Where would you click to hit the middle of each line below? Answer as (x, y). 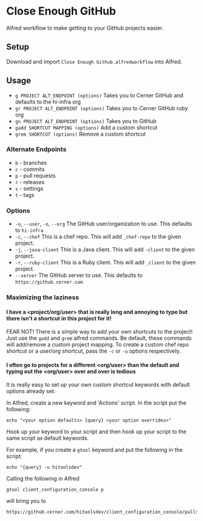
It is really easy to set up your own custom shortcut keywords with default (98, 385)
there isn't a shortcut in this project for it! (59, 318)
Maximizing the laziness (43, 297)
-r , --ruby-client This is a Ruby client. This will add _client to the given (105, 262)
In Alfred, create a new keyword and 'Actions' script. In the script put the (96, 403)
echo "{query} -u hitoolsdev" (44, 468)
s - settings (29, 188)
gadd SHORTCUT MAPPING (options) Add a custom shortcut (86, 127)
